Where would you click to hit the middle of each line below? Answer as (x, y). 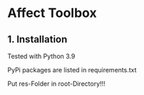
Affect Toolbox (52, 13)
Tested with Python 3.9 (41, 56)
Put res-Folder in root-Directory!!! (56, 84)
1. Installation (37, 39)
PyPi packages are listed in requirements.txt (72, 70)
